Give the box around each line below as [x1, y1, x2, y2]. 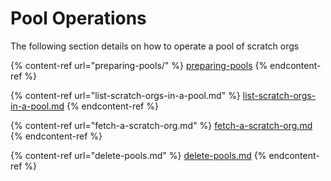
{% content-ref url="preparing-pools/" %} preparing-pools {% [10, 59, 268, 71]
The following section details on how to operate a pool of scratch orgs [10, 40, 300, 52]
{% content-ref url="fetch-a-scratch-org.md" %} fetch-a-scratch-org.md [10, 119, 313, 131]
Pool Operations [10, 7, 147, 30]
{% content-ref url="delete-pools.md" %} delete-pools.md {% [10, 149, 267, 161]
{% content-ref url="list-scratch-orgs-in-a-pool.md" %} [10, 89, 241, 101]
